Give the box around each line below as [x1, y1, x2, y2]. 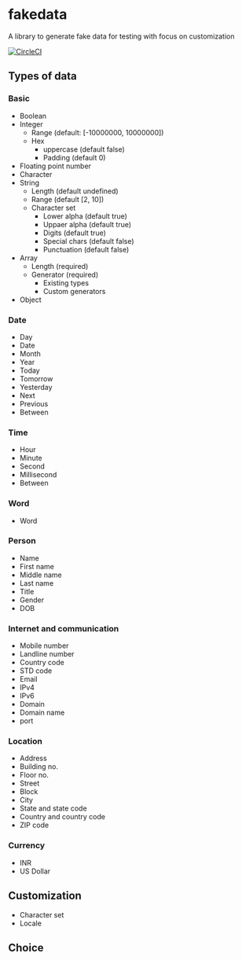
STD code [19, 666, 53, 675]
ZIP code [19, 820, 49, 830]
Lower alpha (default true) [42, 211, 128, 221]
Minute [19, 454, 42, 463]
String [19, 178, 40, 187]
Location [8, 736, 43, 747]
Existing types [42, 278, 89, 288]
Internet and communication [8, 623, 119, 634]
